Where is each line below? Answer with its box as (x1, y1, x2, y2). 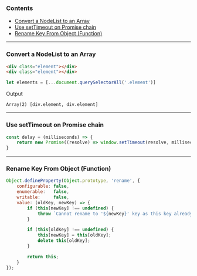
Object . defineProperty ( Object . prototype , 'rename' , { (6, 178, 141, 184)
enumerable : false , (16, 189, 69, 195)
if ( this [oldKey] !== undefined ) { (27, 227, 114, 233)
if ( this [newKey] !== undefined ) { (27, 205, 114, 211)
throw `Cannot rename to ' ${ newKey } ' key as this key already (37, 211, 193, 217)
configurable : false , (16, 184, 69, 189)
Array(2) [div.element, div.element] (6, 102, 98, 108)
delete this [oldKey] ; (37, 238, 91, 244)
